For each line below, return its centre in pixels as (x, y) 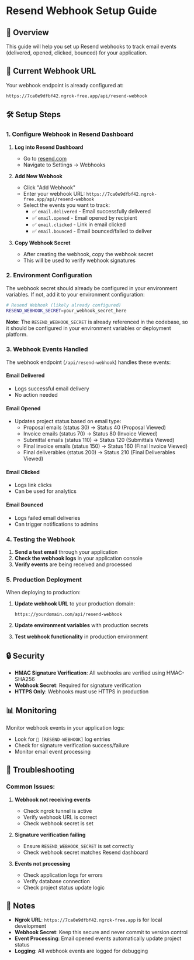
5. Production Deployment (44, 580)
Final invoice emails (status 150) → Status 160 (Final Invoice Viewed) (105, 446)
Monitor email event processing (53, 751)
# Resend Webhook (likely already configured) (64, 305)
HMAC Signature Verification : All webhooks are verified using (90, 673)
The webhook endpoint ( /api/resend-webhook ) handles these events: (89, 362)
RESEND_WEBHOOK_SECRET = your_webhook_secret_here (66, 311)
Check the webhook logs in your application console (79, 558)
